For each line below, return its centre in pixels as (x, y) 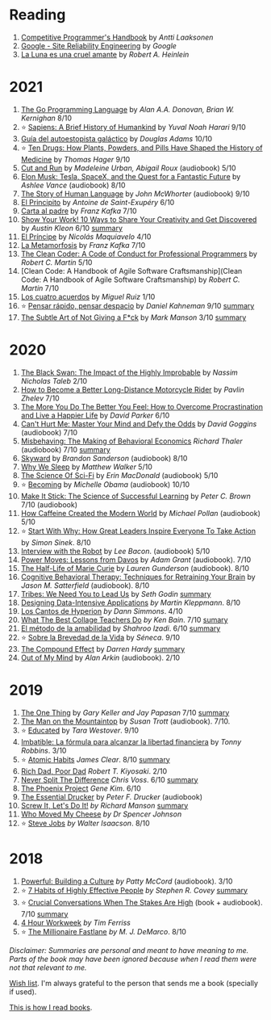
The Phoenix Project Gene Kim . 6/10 (81, 788)
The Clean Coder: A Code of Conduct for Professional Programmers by (139, 254)
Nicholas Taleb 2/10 (54, 380)
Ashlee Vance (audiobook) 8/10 (73, 185)
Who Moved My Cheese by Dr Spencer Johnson (101, 814)
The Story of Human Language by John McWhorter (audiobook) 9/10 (135, 193)
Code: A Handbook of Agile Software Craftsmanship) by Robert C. (130, 279)
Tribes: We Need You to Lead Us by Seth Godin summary (116, 594)
